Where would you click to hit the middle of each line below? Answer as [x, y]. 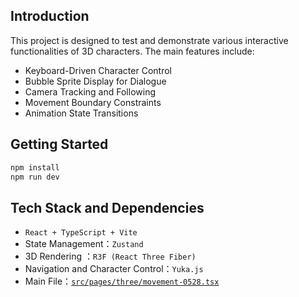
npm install [35, 167]
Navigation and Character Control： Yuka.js [114, 269]
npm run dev [35, 177]
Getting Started [59, 144]
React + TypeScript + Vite [81, 233]
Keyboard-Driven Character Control [98, 70]
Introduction [50, 16]
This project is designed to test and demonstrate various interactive [149, 40]
